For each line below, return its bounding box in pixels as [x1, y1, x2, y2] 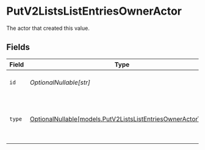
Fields [6, 42, 31, 52]
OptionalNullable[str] [29, 78, 90, 87]
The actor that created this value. [6, 24, 90, 32]
